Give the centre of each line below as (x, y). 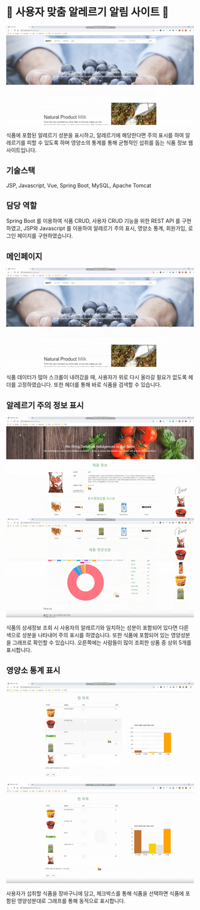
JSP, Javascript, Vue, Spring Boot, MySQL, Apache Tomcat (79, 185)
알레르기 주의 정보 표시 (45, 405)
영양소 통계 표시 (33, 671)
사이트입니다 (21, 150)
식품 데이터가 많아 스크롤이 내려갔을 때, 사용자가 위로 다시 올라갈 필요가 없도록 (97, 377)
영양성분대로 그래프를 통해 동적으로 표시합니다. (71, 900)
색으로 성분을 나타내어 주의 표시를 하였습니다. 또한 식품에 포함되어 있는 (88, 635)
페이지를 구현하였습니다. (45, 236)
